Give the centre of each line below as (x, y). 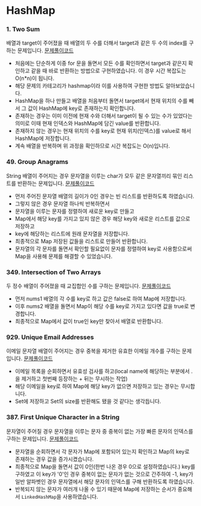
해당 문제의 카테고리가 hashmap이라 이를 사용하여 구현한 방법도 (89, 86)
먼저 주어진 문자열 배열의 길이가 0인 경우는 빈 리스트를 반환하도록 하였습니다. (105, 196)
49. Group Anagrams (37, 162)
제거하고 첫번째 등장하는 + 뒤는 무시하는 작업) (74, 379)
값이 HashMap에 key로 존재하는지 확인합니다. (82, 108)
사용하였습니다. (80, 496)
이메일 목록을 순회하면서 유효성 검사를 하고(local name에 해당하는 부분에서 (102, 371)
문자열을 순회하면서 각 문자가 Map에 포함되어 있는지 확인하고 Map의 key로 (102, 451)
